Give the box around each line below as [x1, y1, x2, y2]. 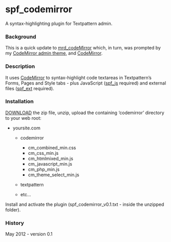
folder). [5, 206, 21, 212]
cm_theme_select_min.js [28, 172, 80, 178]
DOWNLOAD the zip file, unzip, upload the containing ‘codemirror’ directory [5, 110, 164, 116]
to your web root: [5, 115, 42, 121]
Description [5, 63, 35, 70]
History [5, 219, 25, 226]
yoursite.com [12, 125, 41, 131]
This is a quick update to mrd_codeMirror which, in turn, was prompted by [5, 45, 161, 51]
